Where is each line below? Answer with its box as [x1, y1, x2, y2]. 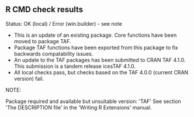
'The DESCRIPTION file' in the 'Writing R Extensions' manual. [5, 104, 152, 111]
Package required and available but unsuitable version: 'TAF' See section [5, 98, 182, 105]
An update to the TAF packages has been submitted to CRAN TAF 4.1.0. [13, 56, 186, 63]
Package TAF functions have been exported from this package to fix [13, 44, 179, 51]
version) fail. [13, 75, 44, 82]
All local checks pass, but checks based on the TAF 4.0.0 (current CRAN [13, 68, 189, 75]
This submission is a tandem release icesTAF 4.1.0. [13, 63, 136, 70]
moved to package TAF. [13, 37, 71, 44]
